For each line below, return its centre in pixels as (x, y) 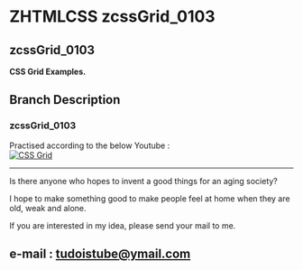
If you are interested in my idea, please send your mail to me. (123, 225)
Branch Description (65, 100)
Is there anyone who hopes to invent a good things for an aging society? (143, 181)
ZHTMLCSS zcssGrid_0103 (112, 17)
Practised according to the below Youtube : (90, 145)
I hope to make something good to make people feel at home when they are (150, 198)
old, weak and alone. (48, 208)
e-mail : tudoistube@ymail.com (100, 254)
